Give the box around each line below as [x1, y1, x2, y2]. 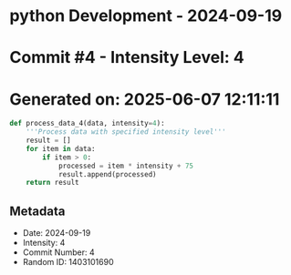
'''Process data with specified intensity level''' [26, 127, 226, 137]
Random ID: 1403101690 [22, 257, 114, 268]
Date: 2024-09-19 [22, 228, 91, 239]
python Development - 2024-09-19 [9, 5, 283, 26]
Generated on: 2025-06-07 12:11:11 [9, 88, 280, 109]
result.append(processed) [57, 169, 157, 178]
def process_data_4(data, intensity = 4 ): [9, 119, 166, 128]
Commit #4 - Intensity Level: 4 [9, 47, 244, 68]
